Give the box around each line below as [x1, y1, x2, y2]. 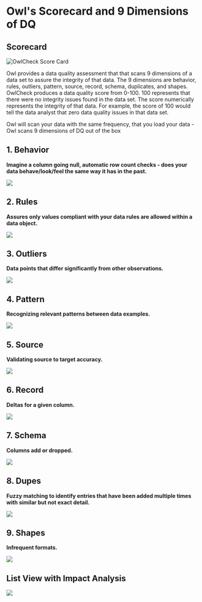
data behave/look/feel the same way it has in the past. [6, 167, 147, 175]
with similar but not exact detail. [6, 499, 90, 506]
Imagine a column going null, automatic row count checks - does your [6, 161, 188, 168]
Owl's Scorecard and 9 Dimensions [6, 4, 189, 18]
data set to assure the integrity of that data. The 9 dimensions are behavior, [6, 76, 196, 83]
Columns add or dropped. [6, 447, 73, 454]
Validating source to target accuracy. [6, 356, 103, 363]
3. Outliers [6, 249, 47, 259]
